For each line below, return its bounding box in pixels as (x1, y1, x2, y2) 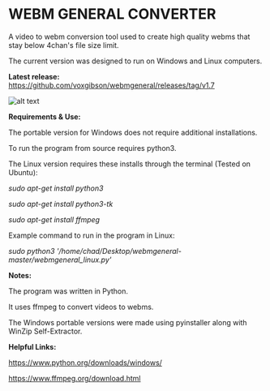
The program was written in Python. (8, 286, 128, 296)
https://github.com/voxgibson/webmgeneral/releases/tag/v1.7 (8, 80, 215, 90)
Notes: (8, 270, 32, 280)
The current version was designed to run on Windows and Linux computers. (8, 56, 263, 66)
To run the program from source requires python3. (8, 143, 177, 153)
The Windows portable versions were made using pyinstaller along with (8, 317, 247, 327)
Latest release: (8, 71, 60, 81)
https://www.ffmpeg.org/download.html (8, 373, 141, 383)
